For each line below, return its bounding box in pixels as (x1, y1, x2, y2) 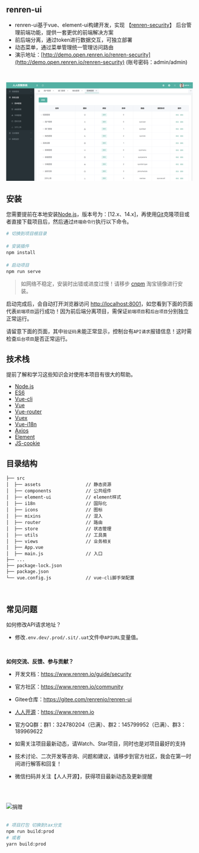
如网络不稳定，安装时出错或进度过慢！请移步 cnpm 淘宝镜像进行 (20, 280, 178, 287)
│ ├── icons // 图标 (6, 507, 103, 513)
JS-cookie (14, 440, 40, 447)
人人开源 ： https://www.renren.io (14, 708, 95, 716)
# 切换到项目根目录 (6, 231, 47, 237)
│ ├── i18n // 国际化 (6, 501, 107, 507)
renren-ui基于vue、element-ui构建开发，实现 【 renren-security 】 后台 (14, 21, 187, 29)
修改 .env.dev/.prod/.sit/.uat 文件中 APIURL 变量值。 (14, 634, 142, 641)
